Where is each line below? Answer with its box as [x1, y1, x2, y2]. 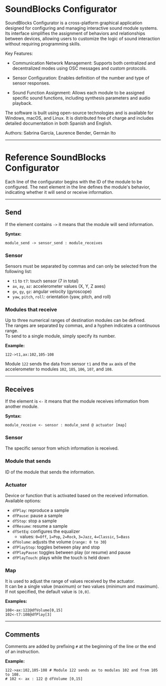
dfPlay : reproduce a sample [12, 507, 69, 513]
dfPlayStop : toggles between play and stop [12, 544, 100, 550]
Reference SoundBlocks [5, 152, 106, 163]
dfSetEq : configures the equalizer [12, 528, 81, 534]
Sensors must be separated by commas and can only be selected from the [5, 263, 157, 269]
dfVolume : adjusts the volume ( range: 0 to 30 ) [12, 539, 107, 545]
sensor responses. [12, 80, 50, 86]
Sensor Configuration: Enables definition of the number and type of [12, 75, 150, 81]
